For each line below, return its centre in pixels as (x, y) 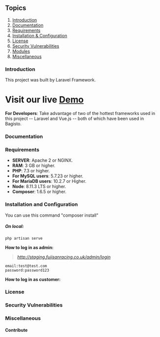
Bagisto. (13, 124)
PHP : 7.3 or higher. (31, 171)
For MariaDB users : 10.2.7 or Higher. (49, 181)
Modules (21, 51)
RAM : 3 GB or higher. (34, 166)
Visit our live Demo (44, 100)
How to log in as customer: (33, 279)
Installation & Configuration (40, 35)
